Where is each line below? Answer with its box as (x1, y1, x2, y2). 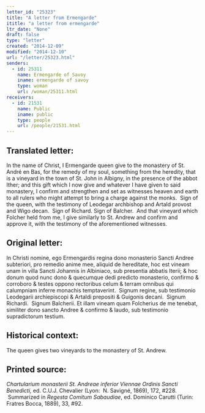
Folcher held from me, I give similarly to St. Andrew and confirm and (6, 214, 178, 221)
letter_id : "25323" (6, 9, 56, 15)
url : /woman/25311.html (17, 89, 78, 95)
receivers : (6, 94, 34, 100)
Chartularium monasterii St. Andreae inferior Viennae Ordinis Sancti (6, 381, 178, 388)
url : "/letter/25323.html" (6, 54, 75, 61)
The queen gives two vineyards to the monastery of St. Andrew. (6, 346, 167, 354)
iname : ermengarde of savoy (17, 77, 89, 83)
